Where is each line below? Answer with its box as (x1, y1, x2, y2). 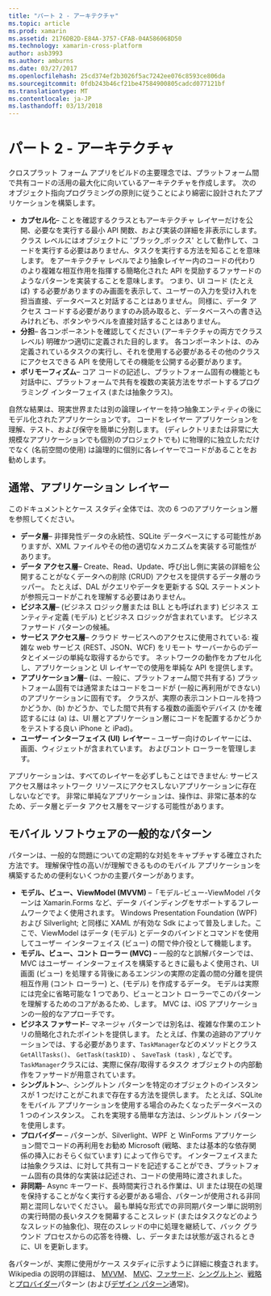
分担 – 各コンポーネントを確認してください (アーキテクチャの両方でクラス (19, 327, 263, 337)
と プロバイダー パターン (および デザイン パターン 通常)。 (8, 1279, 194, 1289)
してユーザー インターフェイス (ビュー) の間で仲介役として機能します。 (19, 938, 256, 947)
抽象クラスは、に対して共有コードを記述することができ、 (27, 1160, 218, 1170)
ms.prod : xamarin (8, 27, 67, 35)
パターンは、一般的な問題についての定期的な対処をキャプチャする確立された (8, 850, 262, 860)
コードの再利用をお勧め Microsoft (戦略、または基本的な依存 (48, 1140, 250, 1150)
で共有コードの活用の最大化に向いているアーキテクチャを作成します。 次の (8, 178, 256, 188)
